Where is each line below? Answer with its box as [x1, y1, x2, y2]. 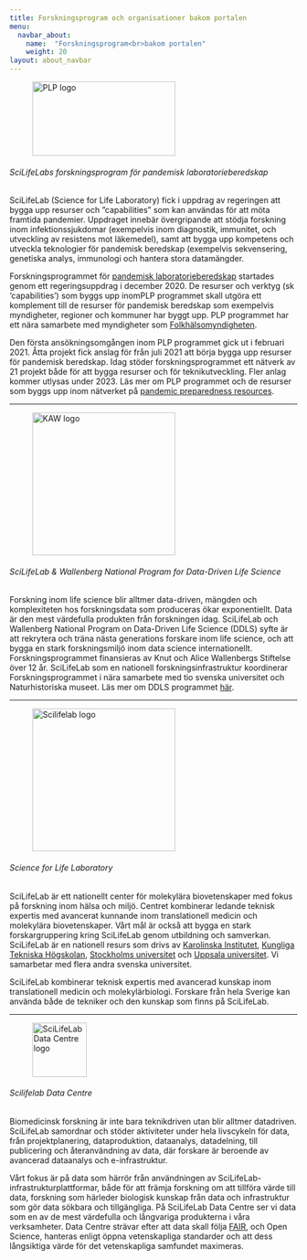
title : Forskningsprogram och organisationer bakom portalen [9, 13, 248, 23]
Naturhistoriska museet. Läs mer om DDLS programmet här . [9, 682, 235, 693]
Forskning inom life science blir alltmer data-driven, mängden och [9, 594, 258, 605]
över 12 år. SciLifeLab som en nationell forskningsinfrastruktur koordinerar [9, 662, 289, 673]
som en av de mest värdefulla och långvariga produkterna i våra [9, 1211, 250, 1222]
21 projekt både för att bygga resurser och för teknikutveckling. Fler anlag [9, 367, 287, 378]
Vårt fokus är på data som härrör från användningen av [9, 1172, 217, 1183]
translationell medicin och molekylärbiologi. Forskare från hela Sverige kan [9, 986, 291, 997]
